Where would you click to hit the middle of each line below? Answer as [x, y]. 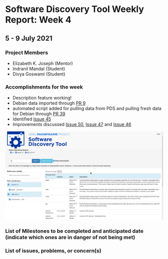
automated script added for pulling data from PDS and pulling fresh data [87, 108]
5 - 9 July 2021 [29, 38]
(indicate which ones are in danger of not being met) [70, 237]
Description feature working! [42, 98]
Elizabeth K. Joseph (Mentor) [43, 63]
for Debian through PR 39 [39, 114]
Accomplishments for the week [44, 87]
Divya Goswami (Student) [39, 74]
